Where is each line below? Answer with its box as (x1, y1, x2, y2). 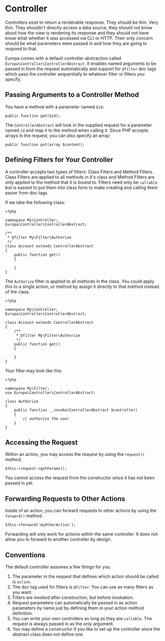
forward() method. (5, 513, 43, 519)
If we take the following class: (5, 199, 66, 205)
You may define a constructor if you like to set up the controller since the (12, 626, 160, 632)
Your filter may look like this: (5, 367, 63, 374)
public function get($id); (5, 113, 61, 118)
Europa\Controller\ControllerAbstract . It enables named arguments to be (5, 60, 157, 66)
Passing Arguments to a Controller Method (5, 91, 139, 99)
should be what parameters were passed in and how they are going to (5, 40, 147, 46)
